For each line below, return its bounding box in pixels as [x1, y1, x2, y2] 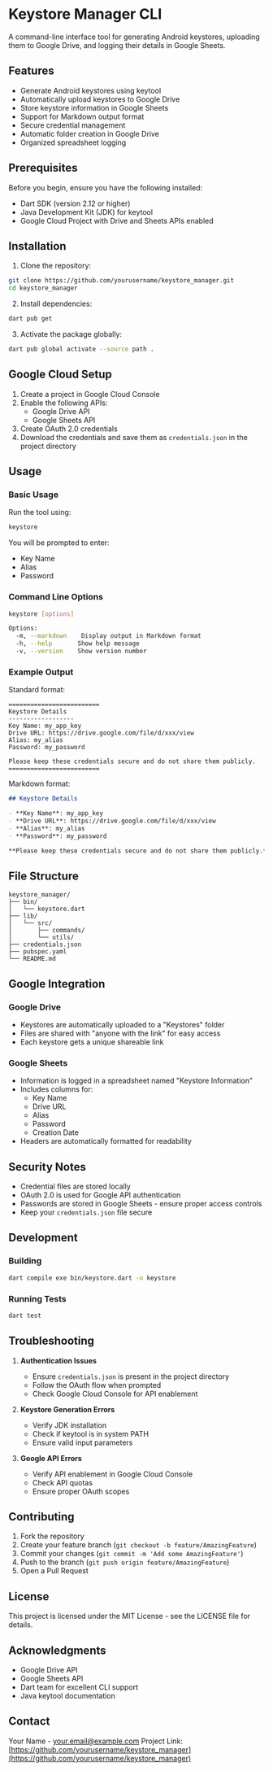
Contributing [8, 1510, 75, 1524]
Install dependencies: [19, 299, 93, 309]
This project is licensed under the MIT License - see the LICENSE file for [8, 1612, 250, 1621]
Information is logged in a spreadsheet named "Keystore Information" [19, 1075, 253, 1086]
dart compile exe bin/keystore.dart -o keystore [8, 1274, 176, 1282]
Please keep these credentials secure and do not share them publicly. [8, 757, 256, 766]
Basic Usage [8, 489, 59, 500]
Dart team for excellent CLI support [19, 1682, 139, 1692]
